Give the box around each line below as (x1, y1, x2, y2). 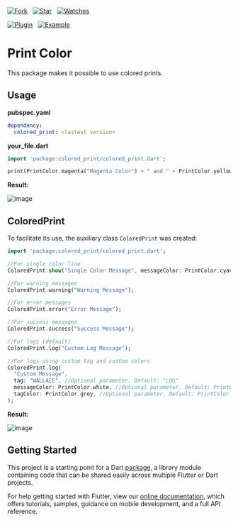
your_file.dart (7, 141, 49, 150)
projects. (7, 478, 33, 486)
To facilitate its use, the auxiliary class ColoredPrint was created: (7, 234, 198, 243)
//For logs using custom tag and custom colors (7, 357, 151, 365)
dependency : (7, 121, 42, 129)
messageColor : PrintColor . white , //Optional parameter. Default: (13, 384, 211, 391)
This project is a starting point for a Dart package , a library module (7, 463, 202, 471)
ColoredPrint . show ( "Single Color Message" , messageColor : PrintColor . (7, 267, 220, 274)
